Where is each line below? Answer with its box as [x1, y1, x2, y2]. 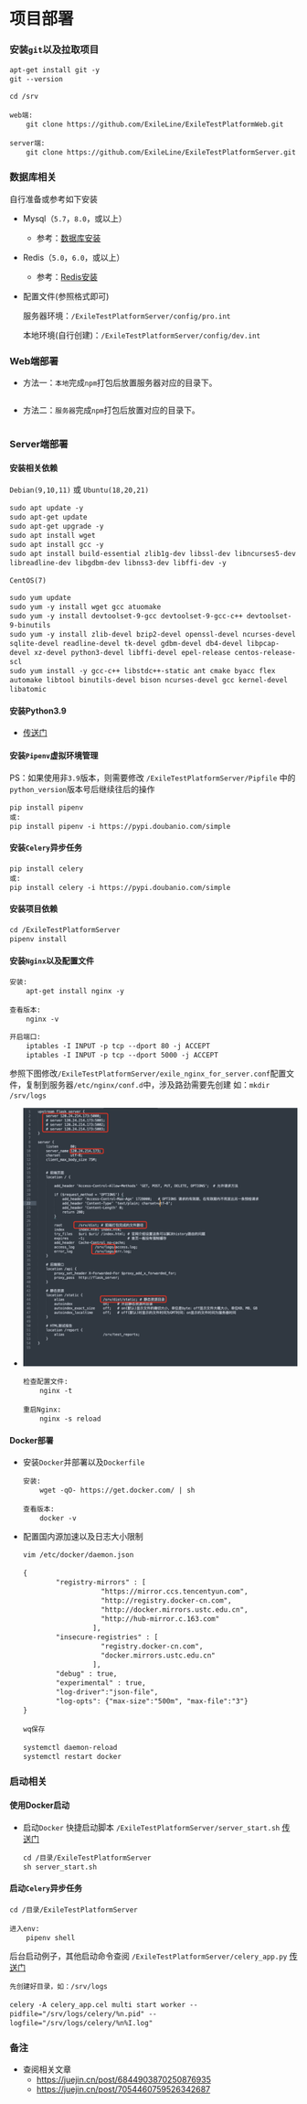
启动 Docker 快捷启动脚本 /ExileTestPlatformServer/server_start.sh [22, 1821, 281, 1832]
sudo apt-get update [9, 513, 89, 522]
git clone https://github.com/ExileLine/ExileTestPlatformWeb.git [26, 120, 284, 129]
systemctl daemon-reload [22, 1744, 118, 1753]
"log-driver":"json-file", [56, 1688, 159, 1697]
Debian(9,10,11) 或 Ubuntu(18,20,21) [9, 484, 149, 495]
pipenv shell [26, 1933, 76, 1942]
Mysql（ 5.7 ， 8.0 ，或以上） [22, 212, 127, 224]
